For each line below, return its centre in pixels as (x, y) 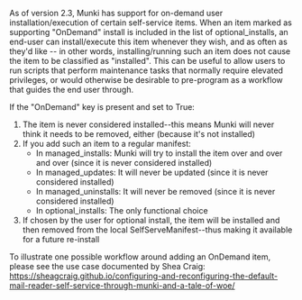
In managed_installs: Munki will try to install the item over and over (159, 153)
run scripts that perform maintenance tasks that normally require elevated (146, 70)
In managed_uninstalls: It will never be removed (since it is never (156, 191)
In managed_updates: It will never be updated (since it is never (152, 172)
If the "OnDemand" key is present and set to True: (102, 107)
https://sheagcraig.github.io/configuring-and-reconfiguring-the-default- (143, 276)
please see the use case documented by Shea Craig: (107, 266)
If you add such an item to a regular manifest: (106, 144)
